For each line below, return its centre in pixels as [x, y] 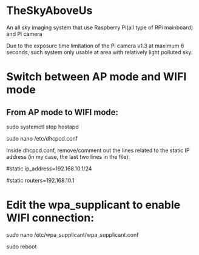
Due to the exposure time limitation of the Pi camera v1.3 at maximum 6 [95, 46]
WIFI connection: [50, 218]
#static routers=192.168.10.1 [40, 180]
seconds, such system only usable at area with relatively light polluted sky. [99, 52]
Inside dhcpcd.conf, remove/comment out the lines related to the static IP [98, 150]
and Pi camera [24, 33]
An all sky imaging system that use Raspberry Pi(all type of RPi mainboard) [100, 27]
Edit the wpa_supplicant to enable [93, 205]
